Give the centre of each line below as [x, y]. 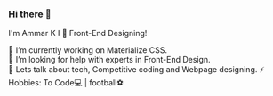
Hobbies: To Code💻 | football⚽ [66, 83]
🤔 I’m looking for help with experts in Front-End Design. [109, 60]
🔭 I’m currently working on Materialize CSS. [88, 50]
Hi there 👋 [30, 14]
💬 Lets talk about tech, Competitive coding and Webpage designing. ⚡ [136, 70]
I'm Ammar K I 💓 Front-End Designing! [78, 33]
